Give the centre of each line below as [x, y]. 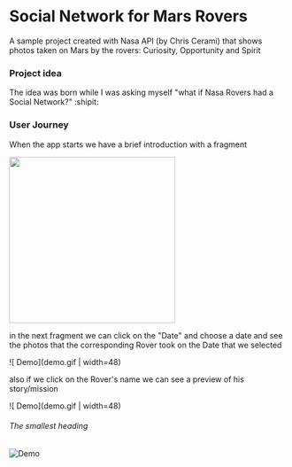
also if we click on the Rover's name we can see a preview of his [127, 379]
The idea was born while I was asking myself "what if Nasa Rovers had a [142, 93]
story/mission [34, 388]
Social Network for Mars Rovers [128, 16]
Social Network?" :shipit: [54, 102]
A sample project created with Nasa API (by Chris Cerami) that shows [136, 41]
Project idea [35, 73]
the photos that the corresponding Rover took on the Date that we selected [146, 345]
